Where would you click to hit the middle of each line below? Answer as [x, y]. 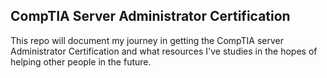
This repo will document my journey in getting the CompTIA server [147, 40]
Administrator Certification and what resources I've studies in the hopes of [164, 51]
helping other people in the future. [81, 61]
